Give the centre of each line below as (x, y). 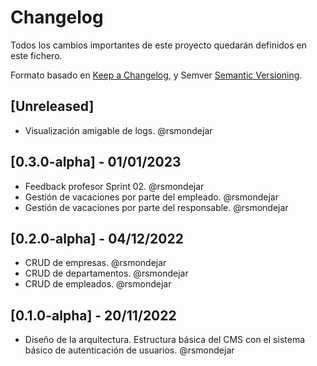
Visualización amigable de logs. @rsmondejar (118, 130)
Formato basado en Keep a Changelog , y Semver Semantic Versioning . (156, 75)
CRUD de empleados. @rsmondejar (98, 284)
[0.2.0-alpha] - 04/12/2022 (97, 238)
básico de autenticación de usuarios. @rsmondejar (129, 350)
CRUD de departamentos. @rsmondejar (106, 273)
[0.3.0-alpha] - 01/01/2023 (96, 162)
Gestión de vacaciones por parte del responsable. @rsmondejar (156, 207)
